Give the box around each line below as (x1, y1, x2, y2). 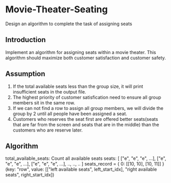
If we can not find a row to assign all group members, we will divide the (12, 105, 163, 111)
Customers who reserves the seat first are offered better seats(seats (12, 116, 158, 122)
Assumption (5, 69, 45, 78)
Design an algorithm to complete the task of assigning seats (5, 21, 132, 27)
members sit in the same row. (12, 99, 75, 106)
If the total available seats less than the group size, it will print (12, 83, 143, 89)
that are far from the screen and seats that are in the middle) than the (12, 121, 159, 127)
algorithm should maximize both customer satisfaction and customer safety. (5, 54, 166, 61)
